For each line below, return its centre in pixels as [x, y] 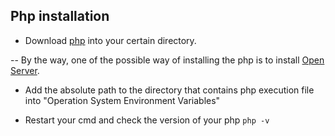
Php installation [60, 16]
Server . [25, 70]
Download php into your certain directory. [110, 40]
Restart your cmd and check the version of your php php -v [147, 120]
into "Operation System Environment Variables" [122, 100]
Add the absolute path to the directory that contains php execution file [169, 90]
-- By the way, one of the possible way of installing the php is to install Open [167, 60]
